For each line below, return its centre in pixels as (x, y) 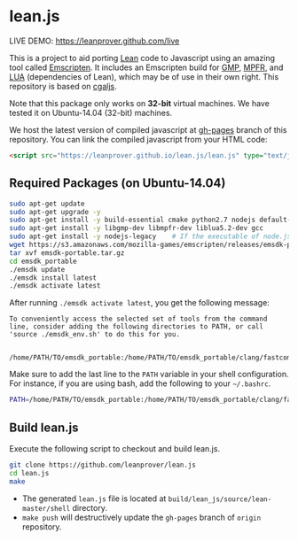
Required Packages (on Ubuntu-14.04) (118, 183)
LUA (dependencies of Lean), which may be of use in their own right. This (144, 76)
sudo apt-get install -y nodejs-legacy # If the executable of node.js (150, 236)
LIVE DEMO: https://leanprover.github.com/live (94, 41)
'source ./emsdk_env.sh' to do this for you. (94, 335)
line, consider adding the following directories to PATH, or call (137, 327)
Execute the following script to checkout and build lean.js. (114, 448)
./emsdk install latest (53, 278)
